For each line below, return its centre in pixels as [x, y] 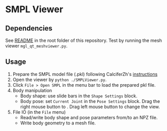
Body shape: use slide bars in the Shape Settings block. [79, 96]
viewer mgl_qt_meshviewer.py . [36, 46]
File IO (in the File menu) [39, 112]
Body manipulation [32, 90]
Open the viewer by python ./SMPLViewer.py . [60, 80]
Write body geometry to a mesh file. [58, 123]
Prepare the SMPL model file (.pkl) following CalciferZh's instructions [85, 74]
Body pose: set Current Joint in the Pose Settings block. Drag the [90, 101]
